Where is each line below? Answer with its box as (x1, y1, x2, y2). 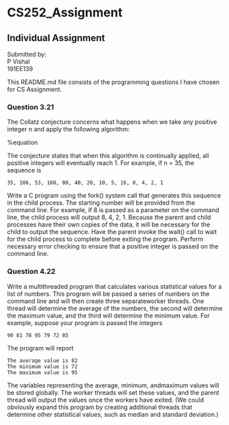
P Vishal (7, 57, 30, 66)
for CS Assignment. (7, 86, 62, 93)
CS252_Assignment (7, 5, 123, 21)
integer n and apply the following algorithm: (7, 125, 130, 133)
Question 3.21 (7, 102, 55, 112)
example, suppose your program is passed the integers (7, 318, 163, 326)
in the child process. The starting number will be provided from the (7, 198, 196, 207)
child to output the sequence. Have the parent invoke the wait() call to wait (7, 228, 217, 236)
